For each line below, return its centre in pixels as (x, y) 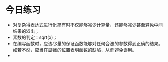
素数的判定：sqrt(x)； (35, 37)
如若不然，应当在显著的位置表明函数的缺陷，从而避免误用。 (74, 50)
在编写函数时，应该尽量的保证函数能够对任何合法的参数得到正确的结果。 (88, 43)
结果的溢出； (26, 31)
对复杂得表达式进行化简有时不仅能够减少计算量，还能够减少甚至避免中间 (88, 25)
